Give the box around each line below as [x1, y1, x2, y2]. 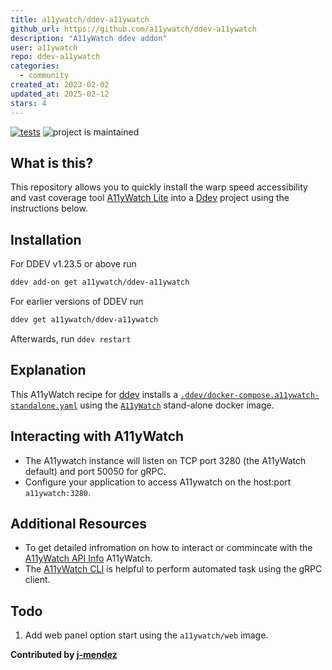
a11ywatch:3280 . [24, 486, 92, 498]
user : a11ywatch [10, 42, 78, 53]
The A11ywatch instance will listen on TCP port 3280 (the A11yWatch [24, 454, 307, 466]
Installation [10, 231, 82, 248]
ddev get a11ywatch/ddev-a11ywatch [10, 315, 159, 325]
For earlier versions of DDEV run [10, 296, 144, 307]
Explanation [10, 362, 87, 379]
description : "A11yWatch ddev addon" [10, 33, 168, 43]
